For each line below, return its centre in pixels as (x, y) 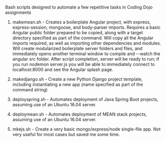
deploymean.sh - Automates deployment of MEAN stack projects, (80, 114)
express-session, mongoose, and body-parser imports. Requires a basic (86, 27)
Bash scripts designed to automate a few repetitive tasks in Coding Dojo (79, 7)
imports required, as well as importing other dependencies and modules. (87, 43)
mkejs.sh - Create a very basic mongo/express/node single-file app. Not (86, 129)
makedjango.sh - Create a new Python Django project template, (78, 79)
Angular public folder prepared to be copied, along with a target (78, 33)
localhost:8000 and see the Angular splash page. (63, 70)
